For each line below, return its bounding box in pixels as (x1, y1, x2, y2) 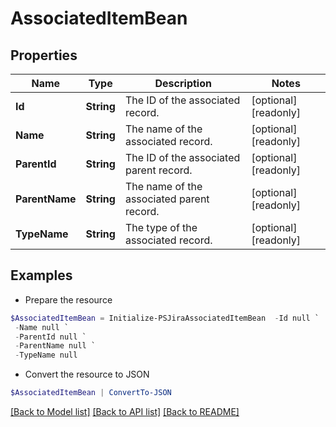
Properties (10, 47, 78, 64)
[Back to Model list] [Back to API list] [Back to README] (10, 406, 240, 418)
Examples (10, 267, 73, 284)
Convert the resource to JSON (24, 368, 150, 381)
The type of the (124, 221, 198, 234)
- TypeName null (14, 350, 78, 361)
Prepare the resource (24, 293, 113, 306)
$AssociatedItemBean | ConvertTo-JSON (10, 388, 172, 398)
